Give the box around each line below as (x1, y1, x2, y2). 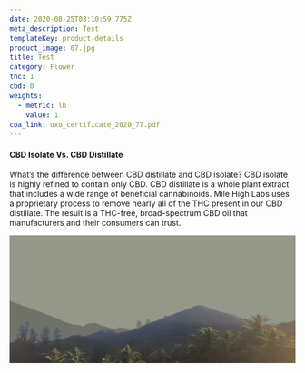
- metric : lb (17, 101, 67, 110)
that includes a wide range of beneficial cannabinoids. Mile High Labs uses (9, 189, 290, 200)
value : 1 (25, 110, 59, 120)
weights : (9, 91, 43, 100)
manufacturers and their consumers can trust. (9, 218, 182, 229)
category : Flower (9, 63, 75, 72)
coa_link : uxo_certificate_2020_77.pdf (9, 120, 161, 129)
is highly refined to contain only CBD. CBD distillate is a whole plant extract (9, 179, 290, 190)
